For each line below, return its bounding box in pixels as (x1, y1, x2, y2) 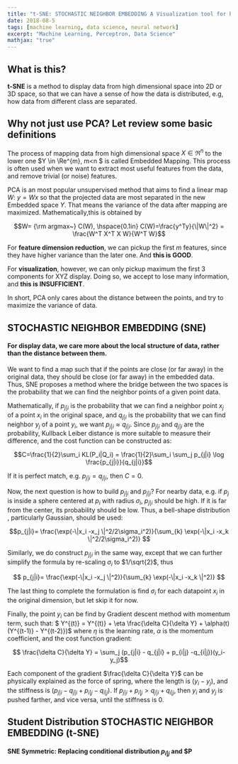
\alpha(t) (204, 619, 230, 628)
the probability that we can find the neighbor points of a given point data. (7, 388, 221, 396)
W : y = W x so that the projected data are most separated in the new (7, 193, 206, 202)
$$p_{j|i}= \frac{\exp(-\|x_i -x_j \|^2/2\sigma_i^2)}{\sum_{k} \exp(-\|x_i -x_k (9, 527, 229, 535)
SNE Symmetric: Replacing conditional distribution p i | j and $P (7, 747, 193, 757)
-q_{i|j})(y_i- (190, 647, 226, 656)
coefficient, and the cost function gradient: (7, 634, 132, 642)
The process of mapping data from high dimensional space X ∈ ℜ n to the (7, 147, 222, 157)
